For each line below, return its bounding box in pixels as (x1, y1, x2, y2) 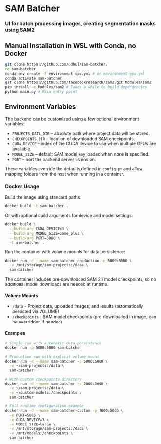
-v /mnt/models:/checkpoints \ (9, 431, 73, 436)
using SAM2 (5, 26, 35, 33)
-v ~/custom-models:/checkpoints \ (9, 390, 82, 395)
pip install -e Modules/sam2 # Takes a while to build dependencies (5, 85, 147, 90)
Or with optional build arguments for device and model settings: (5, 213, 133, 219)
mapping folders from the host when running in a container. (5, 171, 124, 177)
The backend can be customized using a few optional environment (5, 116, 139, 121)
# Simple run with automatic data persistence (5, 341, 101, 346)
